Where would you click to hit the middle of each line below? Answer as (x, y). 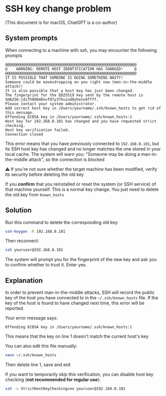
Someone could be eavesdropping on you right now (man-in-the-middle (79, 82)
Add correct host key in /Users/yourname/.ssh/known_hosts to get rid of (83, 108)
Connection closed (24, 134)
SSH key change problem (58, 9)
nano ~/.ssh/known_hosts (31, 355)
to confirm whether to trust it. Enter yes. (46, 265)
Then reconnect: (22, 241)
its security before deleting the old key (44, 174)
